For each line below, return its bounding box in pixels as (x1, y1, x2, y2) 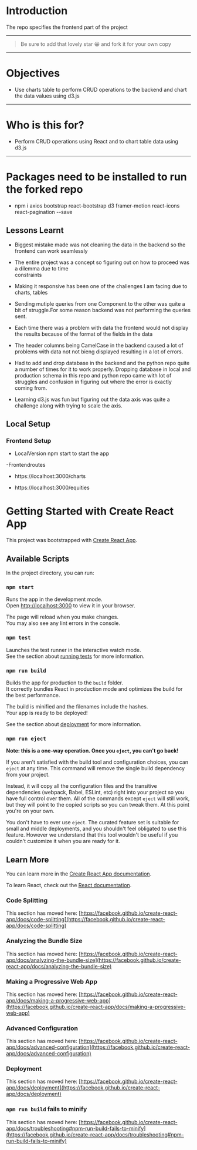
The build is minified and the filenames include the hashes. (6, 703, 148, 710)
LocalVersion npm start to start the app (14, 450, 110, 457)
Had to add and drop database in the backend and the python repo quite (14, 359, 190, 366)
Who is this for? (6, 119, 84, 132)
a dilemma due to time (14, 265, 69, 272)
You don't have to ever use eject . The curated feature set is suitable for (6, 819, 179, 826)
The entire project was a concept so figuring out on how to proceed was (14, 259, 189, 266)
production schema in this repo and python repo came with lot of (14, 372, 172, 379)
